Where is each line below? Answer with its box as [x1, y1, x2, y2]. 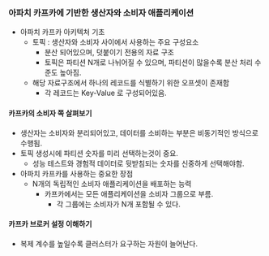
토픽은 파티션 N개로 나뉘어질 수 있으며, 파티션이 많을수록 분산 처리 [44, 58, 254, 67]
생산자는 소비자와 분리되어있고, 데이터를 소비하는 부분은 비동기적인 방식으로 [19, 128, 259, 137]
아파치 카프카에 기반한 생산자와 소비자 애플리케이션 [8, 7, 194, 18]
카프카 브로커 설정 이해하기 [8, 219, 92, 229]
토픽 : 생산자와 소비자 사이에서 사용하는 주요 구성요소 [32, 37, 199, 47]
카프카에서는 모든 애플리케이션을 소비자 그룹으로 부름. [44, 189, 214, 198]
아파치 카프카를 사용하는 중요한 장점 [19, 168, 134, 178]
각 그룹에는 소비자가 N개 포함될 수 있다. [56, 199, 181, 209]
